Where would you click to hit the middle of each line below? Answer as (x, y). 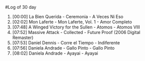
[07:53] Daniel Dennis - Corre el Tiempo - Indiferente (66, 43)
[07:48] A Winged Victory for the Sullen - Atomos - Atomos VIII (76, 27)
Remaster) (23, 37)
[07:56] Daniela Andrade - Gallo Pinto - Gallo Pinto (63, 48)
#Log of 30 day (21, 7)
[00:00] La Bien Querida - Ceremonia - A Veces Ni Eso (68, 16)
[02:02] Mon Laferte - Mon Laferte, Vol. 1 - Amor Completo (72, 22)
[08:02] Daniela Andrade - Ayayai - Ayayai (55, 53)
